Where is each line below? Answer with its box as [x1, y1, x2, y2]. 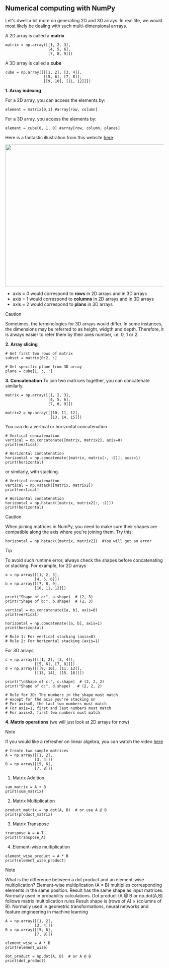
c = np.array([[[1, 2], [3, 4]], [5, 657, 75, 662]
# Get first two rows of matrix [5, 351, 73, 356]
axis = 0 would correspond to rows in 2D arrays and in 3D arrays [12, 290, 147, 297]
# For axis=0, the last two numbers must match [5, 701, 107, 706]
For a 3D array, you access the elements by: [5, 116, 97, 122]
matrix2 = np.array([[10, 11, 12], [5, 410, 80, 415]
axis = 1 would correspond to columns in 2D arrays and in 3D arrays [12, 296, 154, 302]
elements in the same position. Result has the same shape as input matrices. [5, 887, 164, 893]
